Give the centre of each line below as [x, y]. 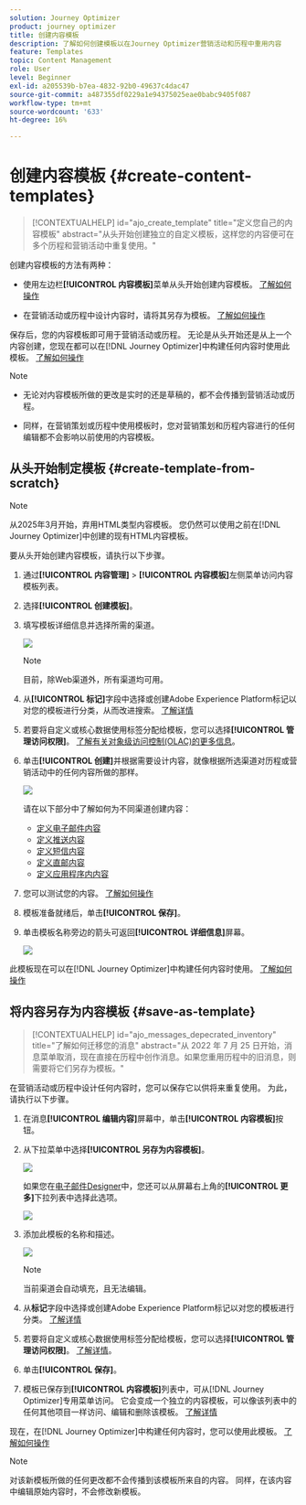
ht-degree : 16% [38, 120]
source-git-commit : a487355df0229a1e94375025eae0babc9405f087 [130, 94]
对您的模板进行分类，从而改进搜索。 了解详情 [108, 710]
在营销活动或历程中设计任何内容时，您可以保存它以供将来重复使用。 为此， [151, 1087]
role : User [30, 70]
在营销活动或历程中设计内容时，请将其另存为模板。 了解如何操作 [144, 316]
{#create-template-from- [182, 469]
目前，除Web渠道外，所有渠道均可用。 [95, 679]
